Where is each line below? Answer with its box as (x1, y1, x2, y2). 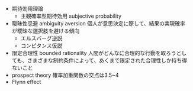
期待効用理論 (11, 5, 43, 12)
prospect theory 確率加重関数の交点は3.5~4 (11, 71, 119, 79)
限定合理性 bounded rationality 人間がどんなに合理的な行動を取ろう (11, 50, 176, 56)
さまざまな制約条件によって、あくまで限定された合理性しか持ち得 (27, 57, 188, 64)
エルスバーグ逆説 (20, 35, 63, 41)
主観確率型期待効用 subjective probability (20, 12, 122, 19)
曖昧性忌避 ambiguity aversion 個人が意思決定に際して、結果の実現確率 (11, 20, 185, 27)
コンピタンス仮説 (20, 42, 63, 49)
